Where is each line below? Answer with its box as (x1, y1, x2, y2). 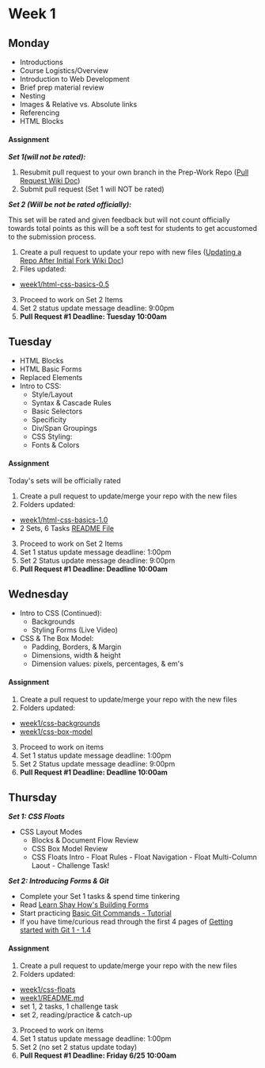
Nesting (19, 91, 46, 100)
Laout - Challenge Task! (31, 861, 110, 870)
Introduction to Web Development (19, 75, 131, 83)
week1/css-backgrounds (19, 719, 100, 728)
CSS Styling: (31, 432, 73, 441)
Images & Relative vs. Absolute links (19, 100, 138, 109)
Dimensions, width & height (31, 651, 121, 660)
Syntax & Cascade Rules (31, 398, 112, 408)
